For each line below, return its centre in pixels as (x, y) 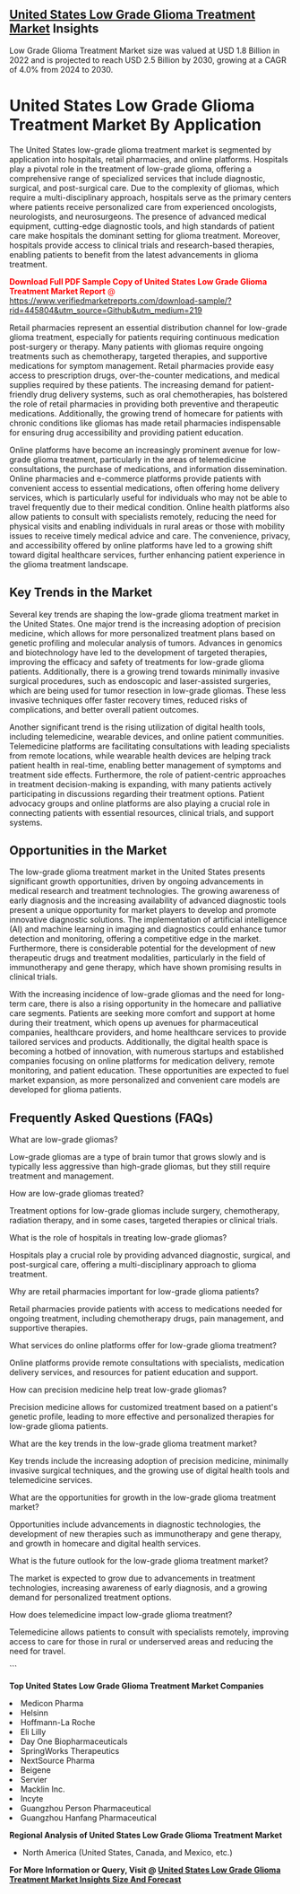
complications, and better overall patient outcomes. (104, 709)
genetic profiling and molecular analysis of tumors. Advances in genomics (146, 643)
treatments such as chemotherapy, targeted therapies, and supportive (138, 356)
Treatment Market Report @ (62, 291)
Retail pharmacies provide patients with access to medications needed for (146, 1309)
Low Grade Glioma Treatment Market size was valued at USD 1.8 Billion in (145, 50)
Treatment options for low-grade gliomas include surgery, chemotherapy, (145, 1211)
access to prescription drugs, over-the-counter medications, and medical (145, 375)
